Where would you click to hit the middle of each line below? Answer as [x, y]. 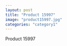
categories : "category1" [31, 24]
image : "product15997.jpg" [34, 19]
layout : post [19, 10]
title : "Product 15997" [30, 15]
